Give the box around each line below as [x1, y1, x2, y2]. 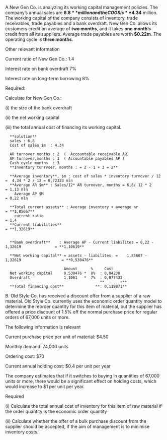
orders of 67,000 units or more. [5, 315, 70, 320]
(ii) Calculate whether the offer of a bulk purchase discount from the [5, 418, 147, 424]
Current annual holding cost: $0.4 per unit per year [5, 363, 111, 369]
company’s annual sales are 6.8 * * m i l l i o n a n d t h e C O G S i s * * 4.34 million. [5, 10, 157, 16]
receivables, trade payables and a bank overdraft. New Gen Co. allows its [5, 20, 157, 26]
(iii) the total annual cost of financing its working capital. [5, 124, 122, 130]
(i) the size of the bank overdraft [5, 105, 72, 110]
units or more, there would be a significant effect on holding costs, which [5, 378, 157, 384]
